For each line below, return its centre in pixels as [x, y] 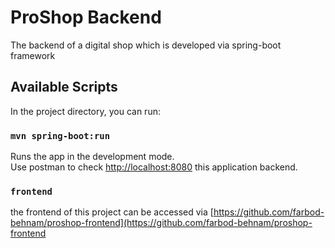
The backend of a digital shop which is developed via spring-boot [146, 45]
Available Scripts [64, 87]
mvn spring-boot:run [60, 135]
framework [33, 55]
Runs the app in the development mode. [92, 157]
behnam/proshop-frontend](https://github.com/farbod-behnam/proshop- [161, 223]
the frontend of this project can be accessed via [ [112, 212]
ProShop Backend [86, 17]
